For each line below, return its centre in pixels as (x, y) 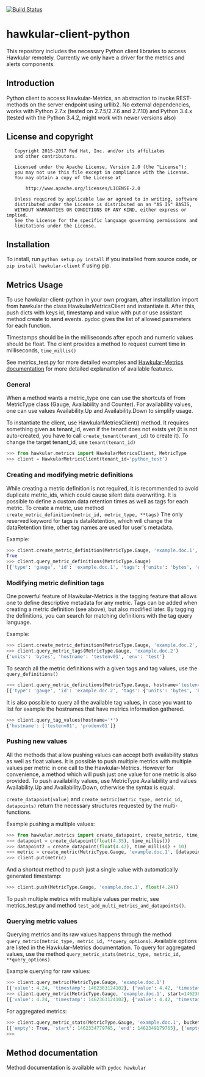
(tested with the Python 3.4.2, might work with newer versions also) (91, 117)
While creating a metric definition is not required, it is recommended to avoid (103, 488)
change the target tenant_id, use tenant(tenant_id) (71, 442)
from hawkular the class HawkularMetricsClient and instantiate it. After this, (101, 306)
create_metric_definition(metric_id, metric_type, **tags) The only (95, 514)
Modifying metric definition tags (55, 583)
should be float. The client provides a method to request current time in (96, 344)
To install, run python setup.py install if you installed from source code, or (102, 259)
